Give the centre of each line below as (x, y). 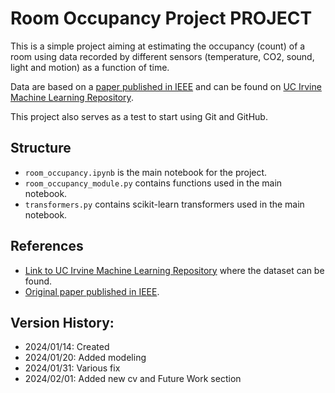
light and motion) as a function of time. (90, 67)
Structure (41, 148)
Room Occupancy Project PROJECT (161, 18)
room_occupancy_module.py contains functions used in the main (153, 183)
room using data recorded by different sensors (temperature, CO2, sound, (162, 56)
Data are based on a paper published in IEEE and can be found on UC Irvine (166, 86)
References (47, 246)
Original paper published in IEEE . (92, 291)
